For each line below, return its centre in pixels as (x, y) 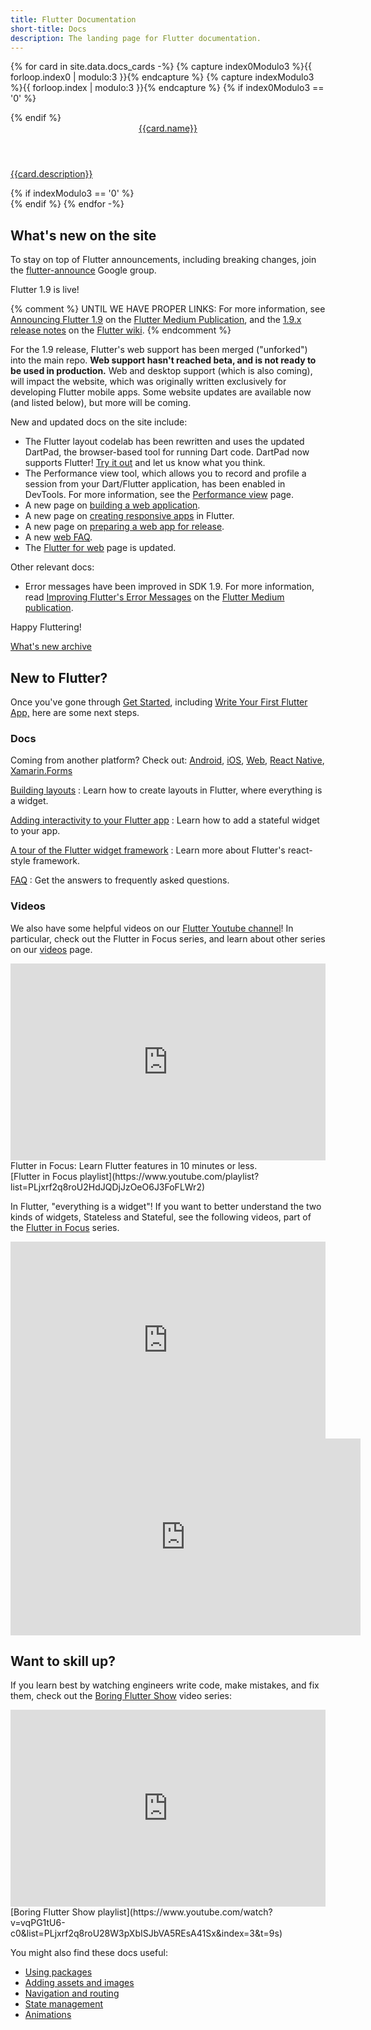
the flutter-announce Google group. (83, 270)
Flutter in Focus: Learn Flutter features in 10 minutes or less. (134, 1165)
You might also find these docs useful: (89, 1953)
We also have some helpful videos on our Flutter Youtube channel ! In (152, 928)
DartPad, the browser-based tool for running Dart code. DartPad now (167, 452)
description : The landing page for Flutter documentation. (136, 38)
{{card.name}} (168, 128)
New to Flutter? (59, 677)
